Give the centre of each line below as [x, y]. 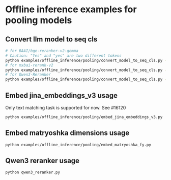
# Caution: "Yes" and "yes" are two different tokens [64, 55]
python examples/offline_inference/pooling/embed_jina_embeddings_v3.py [84, 117]
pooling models [39, 20]
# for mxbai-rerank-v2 [29, 65]
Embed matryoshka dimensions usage [67, 133]
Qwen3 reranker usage [42, 160]
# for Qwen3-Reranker [28, 75]
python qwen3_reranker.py [33, 172]
